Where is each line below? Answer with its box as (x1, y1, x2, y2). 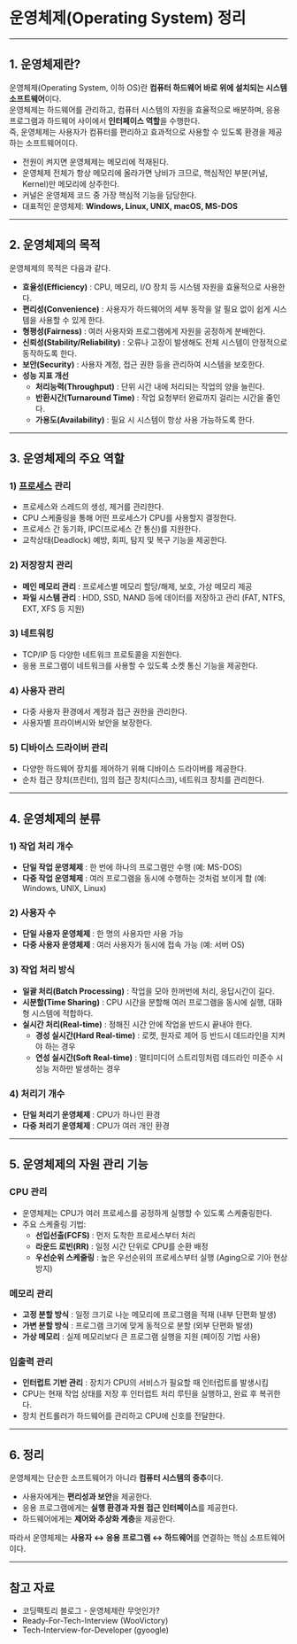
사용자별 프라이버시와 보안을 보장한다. (21, 717, 153, 728)
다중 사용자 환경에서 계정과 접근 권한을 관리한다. (21, 706, 187, 717)
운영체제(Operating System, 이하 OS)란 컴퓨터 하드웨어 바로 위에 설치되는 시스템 (9, 81, 287, 93)
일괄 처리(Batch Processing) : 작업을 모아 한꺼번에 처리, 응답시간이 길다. (21, 985, 275, 996)
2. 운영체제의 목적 (9, 237, 101, 252)
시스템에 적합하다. (31, 1007, 94, 1019)
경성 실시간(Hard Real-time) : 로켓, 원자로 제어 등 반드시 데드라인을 (34, 1029, 270, 1041)
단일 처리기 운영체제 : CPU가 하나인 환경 (21, 1109, 161, 1121)
